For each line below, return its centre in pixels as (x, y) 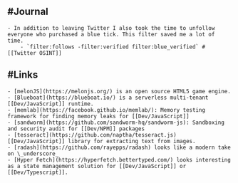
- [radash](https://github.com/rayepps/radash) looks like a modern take (119, 147)
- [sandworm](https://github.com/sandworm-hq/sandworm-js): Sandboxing (116, 122)
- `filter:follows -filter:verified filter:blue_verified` (110, 47)
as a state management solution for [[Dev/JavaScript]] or (97, 166)
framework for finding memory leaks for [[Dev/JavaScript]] (99, 116)
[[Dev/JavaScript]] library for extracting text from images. (102, 141)
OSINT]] (50, 53)
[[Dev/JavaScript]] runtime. (51, 104)
